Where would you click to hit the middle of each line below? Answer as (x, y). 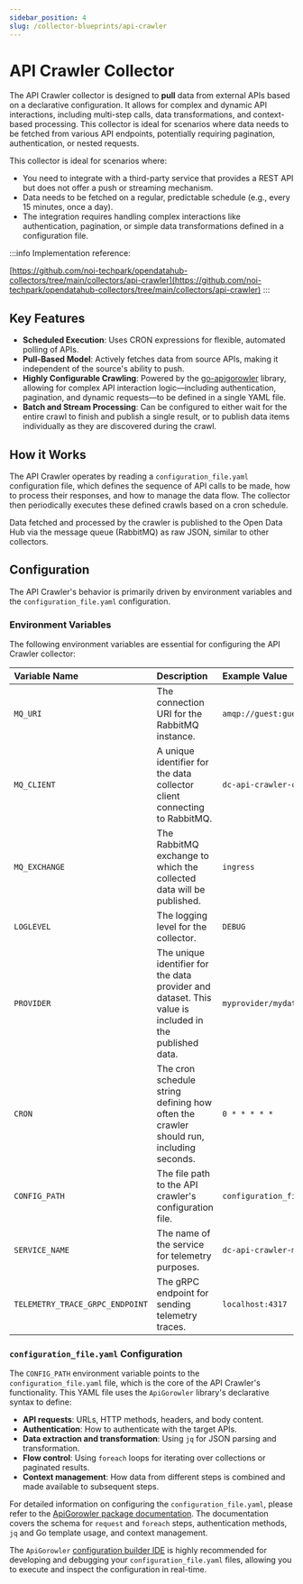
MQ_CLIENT (35, 785)
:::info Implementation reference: (70, 253)
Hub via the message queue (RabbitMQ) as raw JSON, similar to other (139, 532)
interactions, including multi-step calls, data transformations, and (130, 114)
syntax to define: (41, 1402)
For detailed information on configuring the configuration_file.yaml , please (151, 1504)
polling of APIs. (50, 350)
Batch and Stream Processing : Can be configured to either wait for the (155, 407)
